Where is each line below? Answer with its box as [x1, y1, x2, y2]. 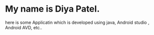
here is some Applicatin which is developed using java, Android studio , [5, 19, 150, 25]
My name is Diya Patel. [5, 3, 100, 15]
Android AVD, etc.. [5, 24, 43, 30]
